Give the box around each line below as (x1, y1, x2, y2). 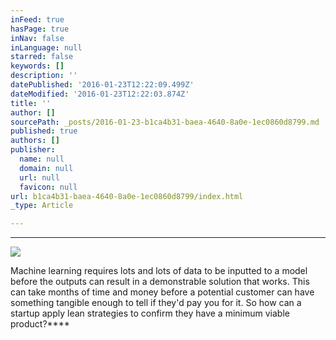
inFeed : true (10, 14, 65, 25)
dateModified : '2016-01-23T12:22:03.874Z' (10, 89, 190, 99)
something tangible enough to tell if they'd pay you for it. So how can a (10, 297, 302, 309)
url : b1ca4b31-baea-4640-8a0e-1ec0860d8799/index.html (10, 191, 244, 201)
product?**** (10, 318, 70, 330)
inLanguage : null (10, 42, 83, 53)
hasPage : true (10, 24, 70, 34)
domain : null (19, 163, 74, 173)
